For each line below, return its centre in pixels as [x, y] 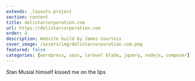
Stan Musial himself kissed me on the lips [56, 72]
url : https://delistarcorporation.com [53, 28]
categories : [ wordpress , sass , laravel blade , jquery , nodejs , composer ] [98, 55]
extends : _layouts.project [39, 11]
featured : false [26, 50]
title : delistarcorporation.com [45, 22]
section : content [27, 17]
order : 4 [17, 33]
